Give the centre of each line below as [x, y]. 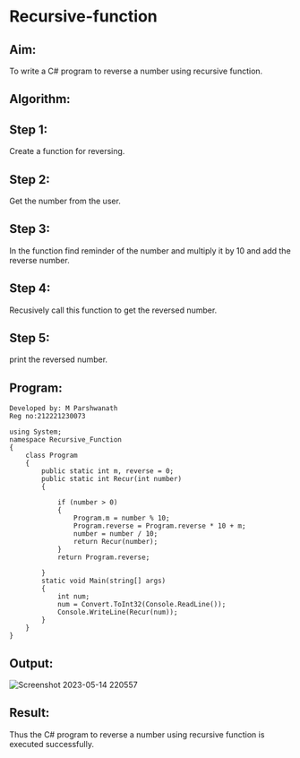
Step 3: [30, 229]
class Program [51, 456]
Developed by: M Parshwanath [64, 409]
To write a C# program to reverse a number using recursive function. [136, 71]
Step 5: [30, 338]
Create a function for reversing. [67, 151]
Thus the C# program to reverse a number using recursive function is [137, 734]
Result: [30, 713]
